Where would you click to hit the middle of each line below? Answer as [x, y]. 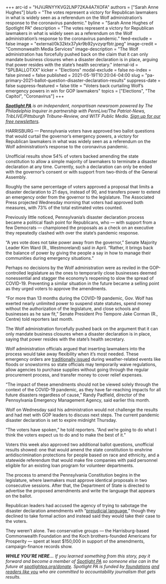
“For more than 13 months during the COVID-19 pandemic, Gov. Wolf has [79, 298]
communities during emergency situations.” [50, 258]
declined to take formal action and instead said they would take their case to [83, 516]
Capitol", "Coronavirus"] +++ [35, 96]
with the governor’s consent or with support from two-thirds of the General [82, 172]
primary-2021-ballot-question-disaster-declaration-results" [66, 80]
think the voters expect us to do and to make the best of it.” [66, 435]
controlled [16, 273]
